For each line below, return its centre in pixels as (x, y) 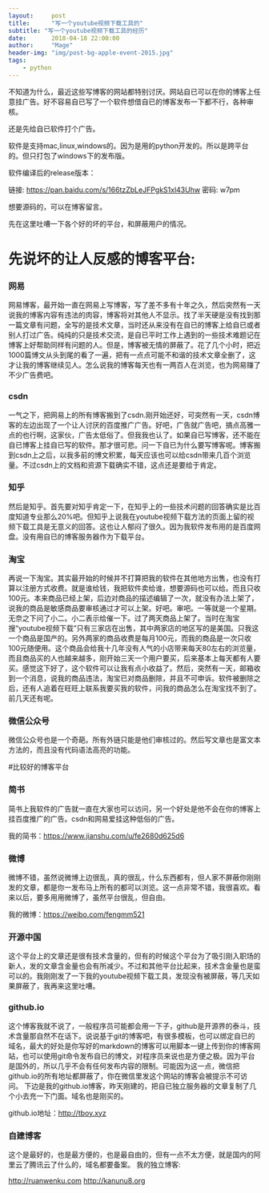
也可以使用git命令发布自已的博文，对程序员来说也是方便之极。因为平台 (139, 1056)
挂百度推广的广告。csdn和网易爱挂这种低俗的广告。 (94, 818)
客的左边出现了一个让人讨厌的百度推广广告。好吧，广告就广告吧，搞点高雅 (131, 424)
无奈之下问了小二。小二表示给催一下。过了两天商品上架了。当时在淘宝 (124, 618)
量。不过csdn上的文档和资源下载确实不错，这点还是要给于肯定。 (115, 464)
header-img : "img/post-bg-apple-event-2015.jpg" (91, 53)
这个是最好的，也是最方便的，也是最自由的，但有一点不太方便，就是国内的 (131, 1155)
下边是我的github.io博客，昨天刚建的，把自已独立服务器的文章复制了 (137, 1086)
